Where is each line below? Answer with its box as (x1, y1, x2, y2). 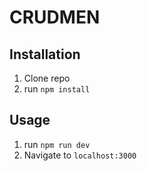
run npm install (23, 83, 91, 95)
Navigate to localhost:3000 (23, 149, 137, 161)
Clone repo (23, 72, 71, 84)
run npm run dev (23, 138, 91, 150)
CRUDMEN (9, 6, 101, 29)
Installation (9, 46, 81, 63)
